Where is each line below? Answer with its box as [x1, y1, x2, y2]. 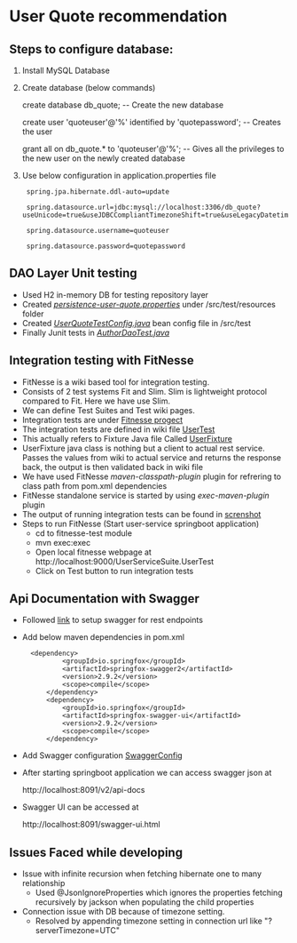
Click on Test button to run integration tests [35, 565, 194, 576]
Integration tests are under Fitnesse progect [21, 414, 184, 425]
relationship [21, 878, 66, 889]
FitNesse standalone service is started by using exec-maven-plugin [21, 490, 270, 500]
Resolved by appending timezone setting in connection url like [35, 915, 263, 926]
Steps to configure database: [9, 42, 174, 57]
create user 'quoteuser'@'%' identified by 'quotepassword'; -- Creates [21, 117, 282, 127]
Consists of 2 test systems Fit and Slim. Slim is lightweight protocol [21, 386, 268, 396]
